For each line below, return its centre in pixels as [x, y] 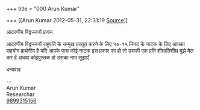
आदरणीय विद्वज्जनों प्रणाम [30, 32]
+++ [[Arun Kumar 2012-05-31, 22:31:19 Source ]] [67, 20]
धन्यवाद [14, 69]
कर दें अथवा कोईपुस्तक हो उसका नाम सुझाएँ [48, 57]
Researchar [20, 94]
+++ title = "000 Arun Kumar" [43, 9]
